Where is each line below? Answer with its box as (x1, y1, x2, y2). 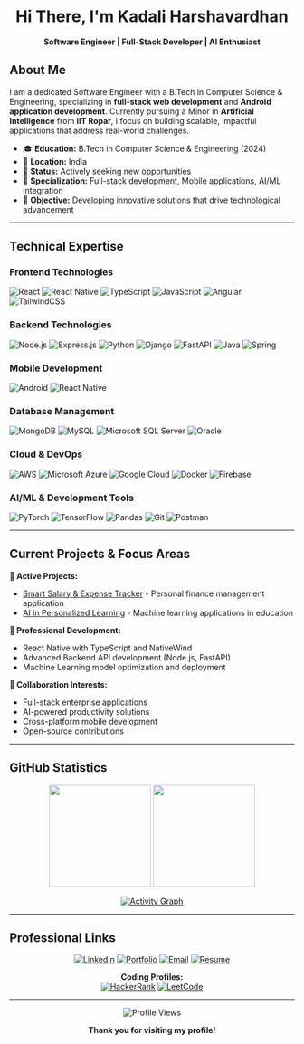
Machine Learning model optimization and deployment (22, 661, 226, 672)
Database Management (9, 404, 115, 417)
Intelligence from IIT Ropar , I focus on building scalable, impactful (9, 115, 258, 126)
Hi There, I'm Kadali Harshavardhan (15, 6, 289, 27)
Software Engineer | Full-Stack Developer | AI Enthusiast (43, 36, 261, 47)
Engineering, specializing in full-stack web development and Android (9, 96, 271, 107)
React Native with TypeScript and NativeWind (22, 642, 193, 653)
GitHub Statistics (9, 760, 108, 775)
